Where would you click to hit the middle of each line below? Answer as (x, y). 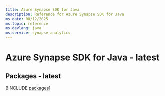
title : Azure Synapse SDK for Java (42, 10)
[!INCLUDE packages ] (28, 88)
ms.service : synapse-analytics (38, 33)
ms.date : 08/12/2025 (27, 19)
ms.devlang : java (23, 28)
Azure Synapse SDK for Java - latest (82, 58)
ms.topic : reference (27, 24)
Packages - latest (33, 76)
